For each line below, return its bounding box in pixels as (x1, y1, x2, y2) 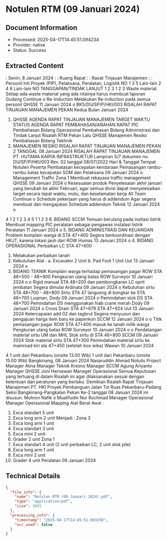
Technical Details (5, 472, 61, 480)
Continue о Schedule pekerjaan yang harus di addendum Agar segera (12, 196, 156, 202)
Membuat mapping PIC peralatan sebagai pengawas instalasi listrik (5, 221, 143, 228)
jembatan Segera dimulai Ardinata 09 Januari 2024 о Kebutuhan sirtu (12, 284, 155, 290)
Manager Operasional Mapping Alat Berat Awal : (5, 400, 104, 406)
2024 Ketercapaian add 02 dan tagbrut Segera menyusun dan (12, 310, 140, 316)
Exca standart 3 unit (12, 425, 54, 431)
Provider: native (12, 42, 45, 48)
